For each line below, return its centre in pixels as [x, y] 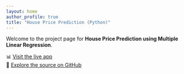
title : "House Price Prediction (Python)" [58, 22]
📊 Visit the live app [29, 57]
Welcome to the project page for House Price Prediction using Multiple [92, 39]
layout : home [22, 11]
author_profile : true [32, 17]
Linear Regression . [29, 45]
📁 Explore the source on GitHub [44, 65]
